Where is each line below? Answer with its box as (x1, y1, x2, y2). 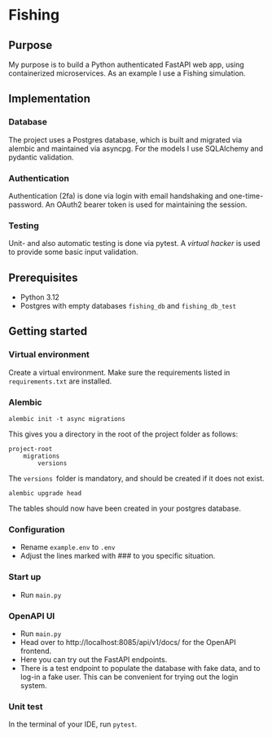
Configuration (8, 524, 65, 535)
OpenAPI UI (8, 610, 55, 621)
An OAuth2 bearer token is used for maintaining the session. (45, 200, 248, 209)
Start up (8, 572, 42, 583)
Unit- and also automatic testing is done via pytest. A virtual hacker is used (8, 239, 261, 248)
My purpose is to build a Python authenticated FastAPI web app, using (8, 59, 244, 69)
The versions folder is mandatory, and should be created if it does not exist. (8, 474, 265, 484)
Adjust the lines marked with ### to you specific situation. (20, 551, 216, 561)
